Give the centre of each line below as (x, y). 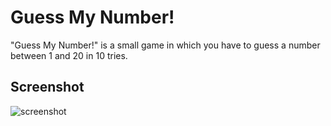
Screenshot (47, 87)
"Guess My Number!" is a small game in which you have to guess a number (165, 45)
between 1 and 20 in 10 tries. (69, 55)
